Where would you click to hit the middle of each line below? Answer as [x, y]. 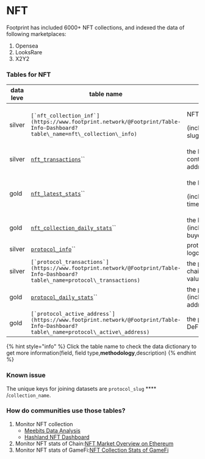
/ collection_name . [29, 395]
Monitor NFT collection [44, 424]
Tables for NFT [29, 74]
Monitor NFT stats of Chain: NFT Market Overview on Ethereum [94, 443]
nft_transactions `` [58, 159]
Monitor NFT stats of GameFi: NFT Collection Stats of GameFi [92, 450]
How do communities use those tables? [66, 411]
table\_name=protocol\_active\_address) [90, 332]
